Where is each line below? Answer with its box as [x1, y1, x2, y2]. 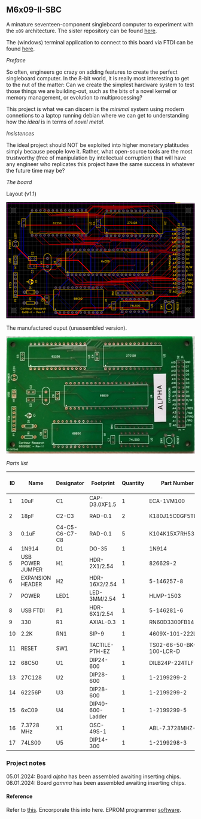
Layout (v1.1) [6, 190, 37, 197]
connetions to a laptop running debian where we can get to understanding [6, 112, 189, 119]
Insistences [6, 130, 35, 137]
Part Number [161, 479, 194, 486]
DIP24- [89, 656, 109, 663]
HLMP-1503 [149, 592, 181, 599]
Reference [6, 793, 33, 800]
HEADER [20, 581, 42, 588]
